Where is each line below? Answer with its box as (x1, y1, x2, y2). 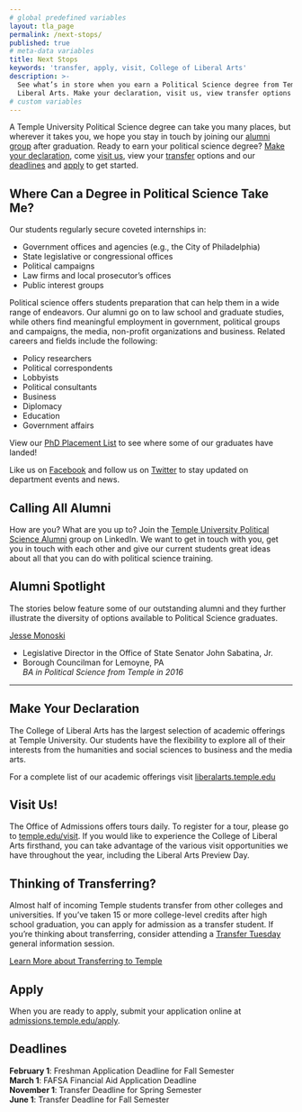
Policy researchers (22, 353, 93, 364)
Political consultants (22, 382, 97, 393)
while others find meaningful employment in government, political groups (9, 316, 280, 327)
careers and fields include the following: (9, 335, 158, 347)
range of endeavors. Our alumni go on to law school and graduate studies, (9, 307, 285, 318)
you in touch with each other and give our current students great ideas (9, 543, 271, 554)
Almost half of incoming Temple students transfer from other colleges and (9, 900, 283, 911)
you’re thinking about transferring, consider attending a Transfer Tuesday (9, 929, 281, 940)
